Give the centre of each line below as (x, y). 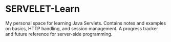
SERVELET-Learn (43, 9)
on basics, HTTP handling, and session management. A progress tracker (82, 28)
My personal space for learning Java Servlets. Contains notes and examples (86, 23)
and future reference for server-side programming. (59, 34)
